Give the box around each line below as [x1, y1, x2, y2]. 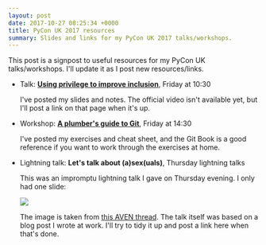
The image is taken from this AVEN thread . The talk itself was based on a [19, 212, 259, 222]
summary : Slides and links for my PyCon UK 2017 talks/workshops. [8, 33, 233, 42]
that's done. [19, 229, 60, 239]
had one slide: [19, 182, 67, 192]
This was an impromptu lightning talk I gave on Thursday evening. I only [19, 173, 256, 183]
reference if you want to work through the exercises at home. [19, 142, 221, 152]
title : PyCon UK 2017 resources [8, 26, 115, 34]
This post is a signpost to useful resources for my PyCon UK [8, 56, 206, 65]
